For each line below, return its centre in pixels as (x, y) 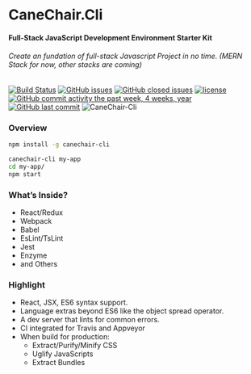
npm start (25, 174)
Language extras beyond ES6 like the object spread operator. (122, 311)
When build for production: (65, 337)
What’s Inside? (38, 195)
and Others (39, 264)
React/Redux (41, 212)
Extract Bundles (59, 363)
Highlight (27, 285)
